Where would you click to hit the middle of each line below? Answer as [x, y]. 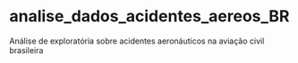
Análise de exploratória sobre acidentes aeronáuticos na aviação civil [137, 41]
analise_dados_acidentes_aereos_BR [149, 16]
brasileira [26, 50]
